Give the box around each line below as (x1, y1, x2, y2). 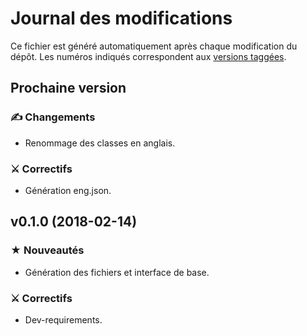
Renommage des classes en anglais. (24, 137, 176, 149)
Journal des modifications (10, 7, 233, 30)
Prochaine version (10, 80, 127, 97)
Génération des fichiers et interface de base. (24, 266, 210, 278)
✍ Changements (10, 110, 96, 124)
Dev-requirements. (24, 313, 103, 326)
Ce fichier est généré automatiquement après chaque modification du (10, 40, 298, 52)
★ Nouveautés (10, 243, 85, 257)
